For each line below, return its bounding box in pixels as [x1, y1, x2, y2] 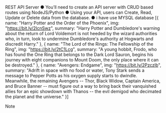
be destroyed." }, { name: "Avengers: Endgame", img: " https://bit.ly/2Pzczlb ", [5, 62, 162, 68]
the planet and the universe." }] [5, 94, 69, 100]
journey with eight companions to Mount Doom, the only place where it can [5, 57, 159, 62]
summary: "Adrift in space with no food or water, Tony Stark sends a [5, 67, 145, 73]
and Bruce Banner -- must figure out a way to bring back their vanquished [5, 83, 157, 89]
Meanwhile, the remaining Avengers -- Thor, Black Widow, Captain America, [5, 78, 161, 84]
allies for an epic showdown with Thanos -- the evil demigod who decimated [5, 89, 162, 94]
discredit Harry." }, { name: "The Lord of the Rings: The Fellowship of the [5, 41, 154, 47]
